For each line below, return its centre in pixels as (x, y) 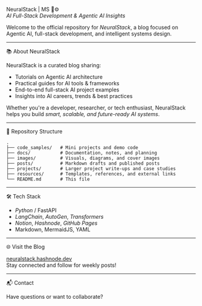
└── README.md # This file (48, 179)
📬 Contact (20, 283)
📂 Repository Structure (35, 131)
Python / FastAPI (36, 210)
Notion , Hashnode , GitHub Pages (56, 223)
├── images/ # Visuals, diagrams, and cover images (83, 158)
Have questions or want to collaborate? (55, 297)
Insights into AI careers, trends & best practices (74, 96)
